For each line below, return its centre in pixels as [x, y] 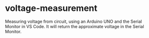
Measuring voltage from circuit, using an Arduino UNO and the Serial [74, 21]
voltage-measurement [51, 8]
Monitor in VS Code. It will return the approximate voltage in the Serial [74, 26]
